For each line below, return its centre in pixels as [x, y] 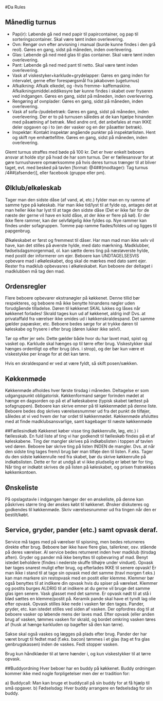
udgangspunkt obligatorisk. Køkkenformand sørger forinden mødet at [75, 395]
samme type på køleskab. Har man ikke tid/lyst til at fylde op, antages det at [81, 205]
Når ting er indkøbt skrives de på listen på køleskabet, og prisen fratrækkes [81, 467]
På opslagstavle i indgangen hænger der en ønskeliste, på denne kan [74, 499]
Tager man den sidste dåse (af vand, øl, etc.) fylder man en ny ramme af [78, 199]
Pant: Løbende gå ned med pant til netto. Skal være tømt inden [75, 65]
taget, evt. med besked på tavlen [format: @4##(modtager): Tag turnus [77, 167]
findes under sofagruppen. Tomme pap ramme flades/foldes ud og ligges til [81, 225]
